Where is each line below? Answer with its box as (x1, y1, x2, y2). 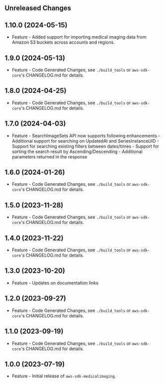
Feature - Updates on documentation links (11, 280, 99, 286)
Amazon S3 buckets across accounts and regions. (11, 39, 115, 45)
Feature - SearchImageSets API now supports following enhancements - (11, 133, 161, 139)
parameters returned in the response (11, 154, 87, 159)
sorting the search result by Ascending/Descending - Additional (11, 149, 143, 154)
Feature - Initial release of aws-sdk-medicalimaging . (11, 373, 116, 379)
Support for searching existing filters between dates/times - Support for (11, 143, 160, 149)
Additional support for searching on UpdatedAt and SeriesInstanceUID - (11, 138, 160, 144)
